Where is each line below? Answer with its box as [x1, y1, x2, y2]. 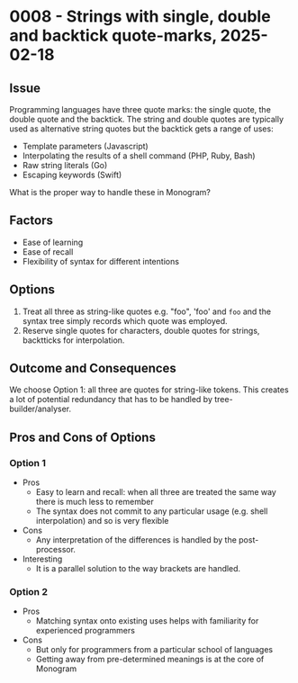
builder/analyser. [9, 403, 72, 415]
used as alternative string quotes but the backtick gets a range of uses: [9, 123, 274, 134]
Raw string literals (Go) [22, 160, 108, 170]
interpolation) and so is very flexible [35, 516, 169, 526]
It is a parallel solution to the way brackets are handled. [35, 563, 241, 574]
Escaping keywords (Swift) [22, 169, 122, 180]
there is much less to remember [35, 497, 155, 508]
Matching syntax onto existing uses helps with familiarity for [35, 616, 259, 626]
